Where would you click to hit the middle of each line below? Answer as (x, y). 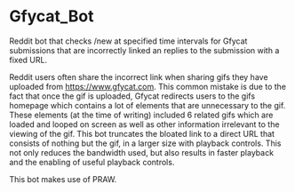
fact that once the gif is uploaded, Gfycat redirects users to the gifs (132, 96)
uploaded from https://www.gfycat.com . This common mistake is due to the (148, 86)
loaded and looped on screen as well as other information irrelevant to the (144, 124)
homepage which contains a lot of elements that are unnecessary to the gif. (147, 105)
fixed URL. (28, 60)
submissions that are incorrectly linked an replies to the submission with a (144, 50)
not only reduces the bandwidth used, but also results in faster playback (141, 152)
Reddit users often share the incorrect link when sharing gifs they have (139, 76)
